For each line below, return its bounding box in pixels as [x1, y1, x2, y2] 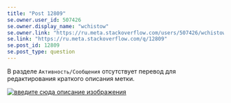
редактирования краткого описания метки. [7, 74, 135, 82]
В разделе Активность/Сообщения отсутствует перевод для [7, 67, 177, 76]
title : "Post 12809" [7, 10, 67, 17]
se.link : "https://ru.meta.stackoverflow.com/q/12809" [7, 36, 168, 43]
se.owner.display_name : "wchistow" [7, 23, 109, 30]
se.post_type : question [7, 49, 76, 56]
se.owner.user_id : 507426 [7, 16, 81, 23]
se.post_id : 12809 [7, 42, 60, 49]
